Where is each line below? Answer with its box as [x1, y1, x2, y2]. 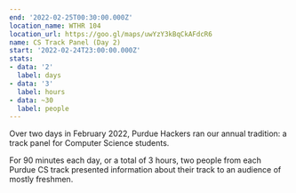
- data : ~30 [9, 95, 53, 105]
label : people [17, 104, 69, 113]
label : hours [17, 87, 66, 96]
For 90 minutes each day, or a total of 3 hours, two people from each [9, 155, 262, 165]
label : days [17, 71, 62, 80]
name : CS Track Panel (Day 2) [9, 37, 122, 47]
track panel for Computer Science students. [9, 138, 170, 149]
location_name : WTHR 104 [9, 21, 101, 30]
